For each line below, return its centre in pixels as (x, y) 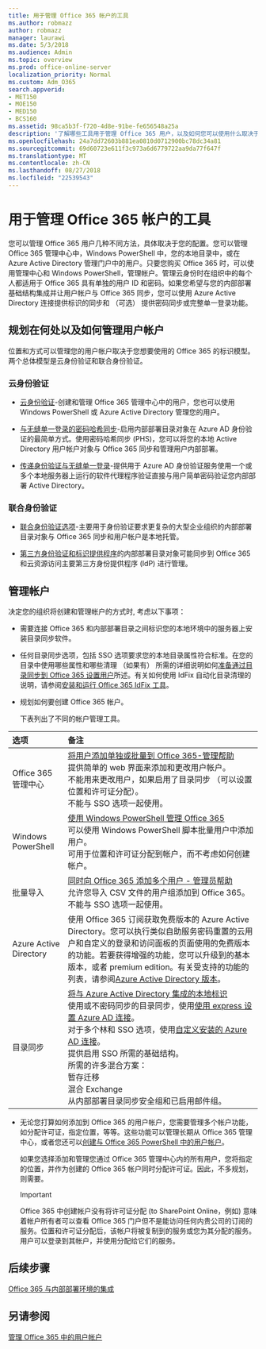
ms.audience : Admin (40, 52)
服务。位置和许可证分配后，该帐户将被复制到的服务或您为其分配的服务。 (137, 1231)
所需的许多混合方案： (108, 1066)
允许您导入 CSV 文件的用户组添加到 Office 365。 (159, 892)
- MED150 (23, 112)
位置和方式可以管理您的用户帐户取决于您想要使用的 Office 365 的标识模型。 (131, 351)
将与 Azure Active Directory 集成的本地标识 (148, 994)
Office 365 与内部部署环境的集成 (61, 1289)
